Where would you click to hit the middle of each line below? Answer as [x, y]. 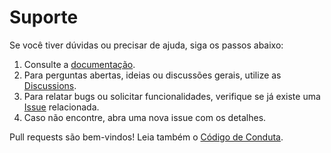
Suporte [44, 17]
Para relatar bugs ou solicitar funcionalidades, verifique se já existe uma [172, 96]
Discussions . [50, 85]
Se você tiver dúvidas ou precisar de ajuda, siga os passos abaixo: [146, 45]
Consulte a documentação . [79, 64]
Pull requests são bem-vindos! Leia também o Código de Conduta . [146, 137]
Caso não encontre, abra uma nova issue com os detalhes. [145, 117]
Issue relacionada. [61, 107]
